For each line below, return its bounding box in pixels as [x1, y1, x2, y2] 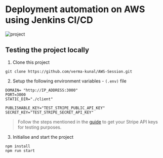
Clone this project [12, 59, 50, 65]
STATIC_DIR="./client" [5, 96, 53, 102]
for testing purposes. [17, 124, 62, 130]
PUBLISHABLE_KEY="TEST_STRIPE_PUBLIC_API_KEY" [5, 105, 105, 110]
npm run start [5, 148, 35, 153]
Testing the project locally [5, 46, 90, 54]
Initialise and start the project [12, 134, 73, 140]
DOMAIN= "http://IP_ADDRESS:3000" [5, 88, 78, 93]
